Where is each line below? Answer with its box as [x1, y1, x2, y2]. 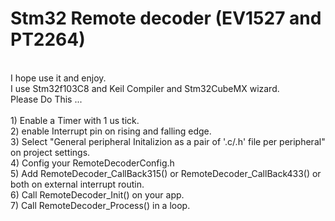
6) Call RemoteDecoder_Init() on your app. [10, 188, 185, 201]
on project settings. [10, 146, 91, 158]
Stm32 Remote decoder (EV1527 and [10, 7, 322, 30]
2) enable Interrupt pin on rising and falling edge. [10, 125, 212, 137]
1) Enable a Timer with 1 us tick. [10, 114, 140, 126]
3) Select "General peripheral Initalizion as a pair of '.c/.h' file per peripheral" [10, 135, 326, 147]
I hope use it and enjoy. [10, 72, 107, 84]
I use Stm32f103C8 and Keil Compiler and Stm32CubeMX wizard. [10, 82, 280, 94]
